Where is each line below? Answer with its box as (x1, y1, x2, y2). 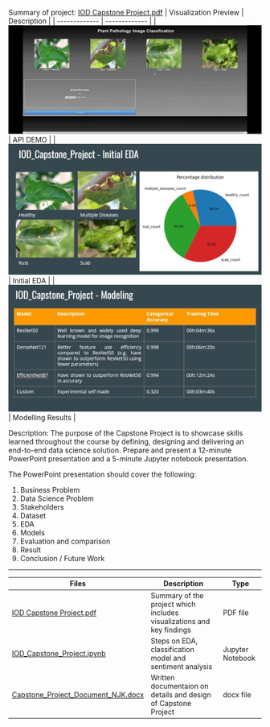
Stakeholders (19, 502, 64, 511)
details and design (150, 690, 211, 700)
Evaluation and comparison (19, 536, 111, 546)
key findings (150, 625, 191, 634)
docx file (223, 690, 252, 700)
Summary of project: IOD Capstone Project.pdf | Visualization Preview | (8, 8, 244, 17)
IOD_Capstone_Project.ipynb (11, 649, 106, 659)
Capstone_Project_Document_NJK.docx (11, 690, 145, 700)
